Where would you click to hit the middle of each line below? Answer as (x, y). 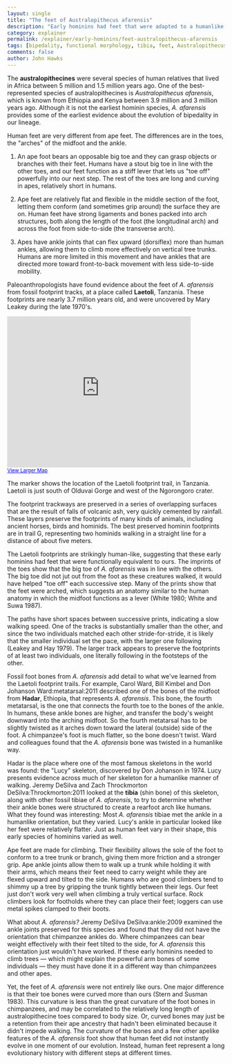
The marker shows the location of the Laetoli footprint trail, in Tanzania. (109, 483)
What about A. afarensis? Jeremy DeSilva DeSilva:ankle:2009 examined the (115, 922)
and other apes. (30, 973)
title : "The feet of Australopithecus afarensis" (80, 20)
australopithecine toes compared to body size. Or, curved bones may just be (116, 1016)
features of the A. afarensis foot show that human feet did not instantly (108, 1038)
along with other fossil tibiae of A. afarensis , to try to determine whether (110, 799)
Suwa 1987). (25, 605)
